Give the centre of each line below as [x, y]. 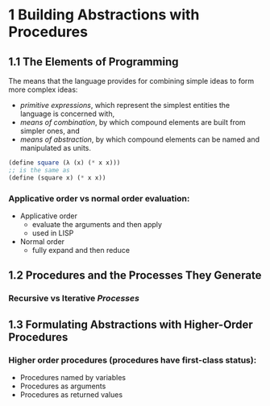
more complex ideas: [43, 89]
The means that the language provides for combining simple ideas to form [131, 81]
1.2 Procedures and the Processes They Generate [135, 275]
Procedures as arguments [63, 386]
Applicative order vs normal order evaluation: [99, 198]
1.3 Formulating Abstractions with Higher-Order [131, 324]
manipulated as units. [55, 148]
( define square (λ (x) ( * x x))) [64, 163]
